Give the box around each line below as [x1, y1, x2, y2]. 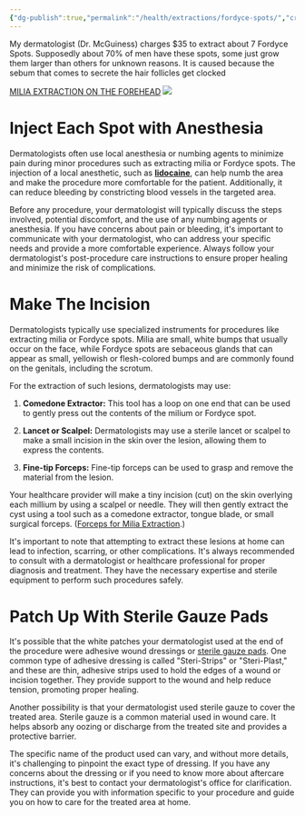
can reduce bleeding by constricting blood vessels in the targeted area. [9, 186, 277, 197]
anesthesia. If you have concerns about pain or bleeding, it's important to [9, 224, 284, 234]
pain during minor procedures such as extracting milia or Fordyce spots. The [9, 157, 296, 168]
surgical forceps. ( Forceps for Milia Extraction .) [9, 518, 186, 529]
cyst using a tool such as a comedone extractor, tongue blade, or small [9, 508, 274, 519]
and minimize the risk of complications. [9, 262, 156, 273]
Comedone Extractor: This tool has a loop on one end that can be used [22, 397, 290, 409]
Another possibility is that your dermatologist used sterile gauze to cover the [9, 702, 296, 713]
